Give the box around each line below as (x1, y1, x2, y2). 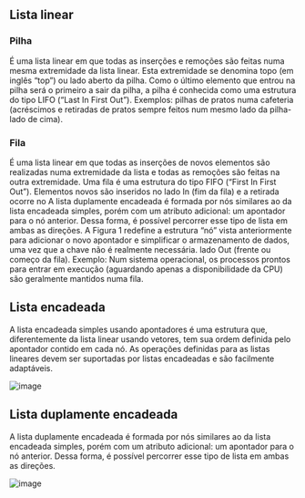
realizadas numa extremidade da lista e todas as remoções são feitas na (9, 166, 280, 177)
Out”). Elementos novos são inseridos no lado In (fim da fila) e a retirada (9, 186, 280, 197)
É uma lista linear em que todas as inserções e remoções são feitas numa (9, 55, 285, 67)
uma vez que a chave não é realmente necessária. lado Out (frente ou (9, 244, 271, 254)
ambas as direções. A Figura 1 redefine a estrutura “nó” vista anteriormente (9, 224, 292, 235)
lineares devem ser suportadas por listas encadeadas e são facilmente (9, 353, 275, 364)
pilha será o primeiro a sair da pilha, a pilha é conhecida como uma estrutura (9, 84, 297, 95)
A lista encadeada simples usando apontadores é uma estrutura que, (9, 324, 269, 335)
